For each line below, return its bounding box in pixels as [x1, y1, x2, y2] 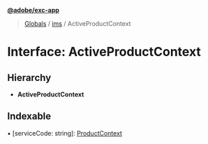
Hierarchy [7, 71, 52, 83]
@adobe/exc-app [7, 6, 59, 14]
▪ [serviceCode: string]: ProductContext [7, 129, 122, 137]
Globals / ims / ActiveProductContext [24, 20, 131, 27]
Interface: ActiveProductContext [7, 44, 201, 60]
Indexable [7, 110, 52, 122]
